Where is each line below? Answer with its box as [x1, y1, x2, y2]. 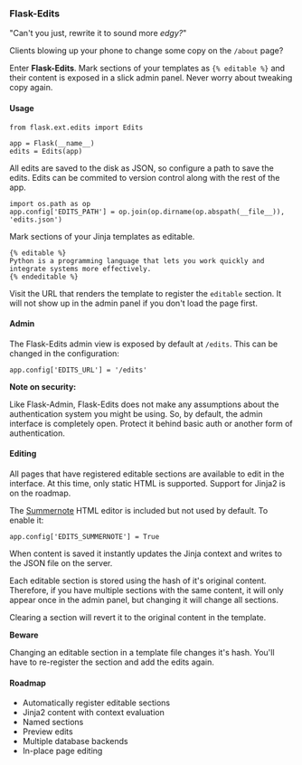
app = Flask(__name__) [9, 138, 95, 147]
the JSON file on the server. [9, 557, 113, 568]
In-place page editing [22, 745, 103, 757]
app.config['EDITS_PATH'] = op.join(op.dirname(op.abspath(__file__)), [9, 207, 285, 216]
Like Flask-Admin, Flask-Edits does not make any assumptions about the [9, 399, 279, 410]
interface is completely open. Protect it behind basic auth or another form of [9, 418, 294, 429]
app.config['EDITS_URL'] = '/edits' [9, 365, 147, 374]
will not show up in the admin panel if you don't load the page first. [9, 297, 258, 308]
